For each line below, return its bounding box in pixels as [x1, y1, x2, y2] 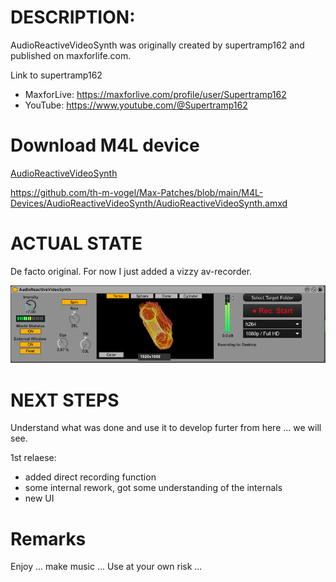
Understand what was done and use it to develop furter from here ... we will [10, 422, 322, 434]
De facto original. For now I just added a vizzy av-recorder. [10, 265, 253, 277]
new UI [24, 492, 55, 505]
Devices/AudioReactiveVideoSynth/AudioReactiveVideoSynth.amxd [10, 197, 288, 209]
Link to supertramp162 [10, 69, 103, 81]
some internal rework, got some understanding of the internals [24, 482, 283, 494]
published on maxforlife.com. [10, 49, 132, 61]
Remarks [10, 527, 87, 550]
